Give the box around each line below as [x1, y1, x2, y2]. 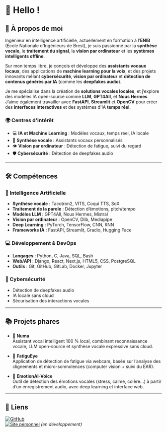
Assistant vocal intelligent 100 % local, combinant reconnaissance [12, 338, 148, 344]
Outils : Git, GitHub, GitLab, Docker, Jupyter [12, 263, 102, 270]
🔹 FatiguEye [12, 353, 38, 359]
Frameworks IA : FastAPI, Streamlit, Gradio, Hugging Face [12, 227, 132, 233]
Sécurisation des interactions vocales [12, 297, 89, 303]
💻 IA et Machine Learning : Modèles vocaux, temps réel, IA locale [12, 130, 149, 136]
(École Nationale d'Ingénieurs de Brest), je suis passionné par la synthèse [5, 43, 158, 49]
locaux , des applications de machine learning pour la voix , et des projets [5, 68, 156, 74]
